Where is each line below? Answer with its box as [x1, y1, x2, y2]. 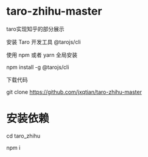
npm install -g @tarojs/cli [6, 63, 69, 71]
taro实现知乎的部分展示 [6, 25, 65, 32]
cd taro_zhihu [6, 132, 41, 139]
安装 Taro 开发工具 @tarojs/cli [6, 38, 81, 45]
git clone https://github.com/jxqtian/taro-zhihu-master [6, 88, 142, 95]
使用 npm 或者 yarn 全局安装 [6, 51, 78, 59]
